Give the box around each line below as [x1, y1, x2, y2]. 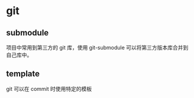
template [6, 69, 40, 79]
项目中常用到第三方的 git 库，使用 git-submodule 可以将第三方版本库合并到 [6, 44, 189, 51]
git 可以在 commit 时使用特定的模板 [6, 85, 92, 92]
